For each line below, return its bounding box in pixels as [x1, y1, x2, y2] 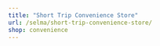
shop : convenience [8, 26, 68, 34]
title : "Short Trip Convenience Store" [8, 11, 139, 19]
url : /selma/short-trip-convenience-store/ [8, 19, 153, 27]
